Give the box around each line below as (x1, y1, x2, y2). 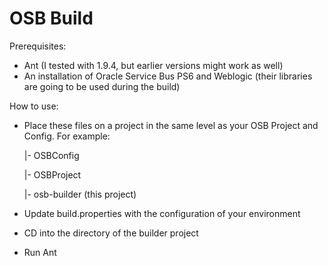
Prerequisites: (9, 40, 67, 52)
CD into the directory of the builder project (23, 227, 199, 239)
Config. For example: (23, 130, 111, 142)
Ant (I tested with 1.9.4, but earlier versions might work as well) (23, 59, 284, 71)
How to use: (9, 100, 59, 112)
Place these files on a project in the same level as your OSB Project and (23, 119, 319, 131)
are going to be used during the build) (23, 80, 181, 92)
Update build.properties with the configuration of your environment (23, 207, 301, 219)
